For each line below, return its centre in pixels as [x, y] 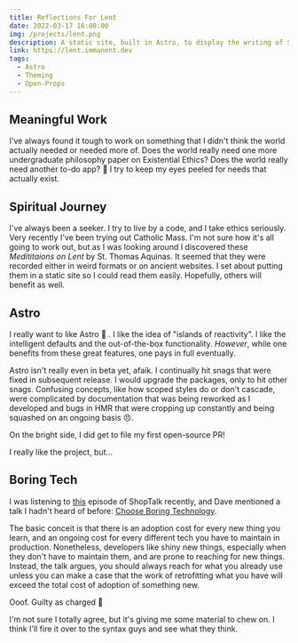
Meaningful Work [59, 120]
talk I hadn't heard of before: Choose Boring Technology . [113, 510]
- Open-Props [41, 84]
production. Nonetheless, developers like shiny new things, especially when [148, 547]
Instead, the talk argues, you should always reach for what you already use [146, 566]
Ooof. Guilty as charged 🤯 [56, 602]
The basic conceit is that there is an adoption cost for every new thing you [145, 528]
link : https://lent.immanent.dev [71, 51]
